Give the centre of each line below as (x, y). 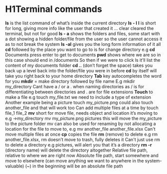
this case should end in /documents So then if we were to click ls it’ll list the (83, 60)
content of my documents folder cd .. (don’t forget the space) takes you (79, 65)
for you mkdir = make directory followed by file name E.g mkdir (70, 81)
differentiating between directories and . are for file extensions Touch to (79, 92)
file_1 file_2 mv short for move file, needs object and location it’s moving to (82, 113)
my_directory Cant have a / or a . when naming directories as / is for (75, 86)
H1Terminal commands (54, 9)
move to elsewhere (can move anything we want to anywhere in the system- (83, 161)
